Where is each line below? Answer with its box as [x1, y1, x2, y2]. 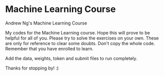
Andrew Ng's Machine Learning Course [5, 20, 87, 26]
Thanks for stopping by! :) [5, 65, 59, 71]
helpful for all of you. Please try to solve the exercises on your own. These [5, 35, 159, 41]
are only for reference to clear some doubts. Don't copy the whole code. [5, 40, 155, 46]
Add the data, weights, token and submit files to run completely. [5, 55, 137, 61]
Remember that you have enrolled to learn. [5, 45, 94, 51]
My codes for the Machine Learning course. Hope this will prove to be [5, 29, 150, 35]
